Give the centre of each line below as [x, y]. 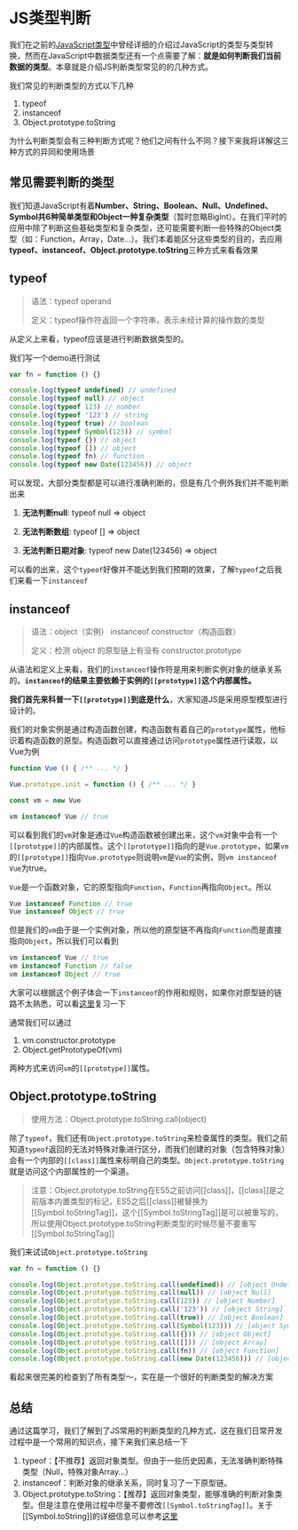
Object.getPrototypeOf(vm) [72, 1049]
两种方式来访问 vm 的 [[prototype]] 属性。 [82, 1068]
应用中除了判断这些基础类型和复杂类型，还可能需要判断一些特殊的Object [142, 227]
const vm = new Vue [45, 801]
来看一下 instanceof [52, 581]
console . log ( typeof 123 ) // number [75, 407]
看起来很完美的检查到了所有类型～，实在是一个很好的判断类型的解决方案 [141, 1377]
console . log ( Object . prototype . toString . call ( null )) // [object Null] [141, 1293]
